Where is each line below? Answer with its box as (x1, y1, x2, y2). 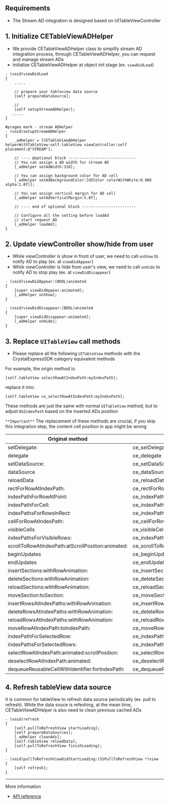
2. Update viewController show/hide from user (5, 240, 154, 249)
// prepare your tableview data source (14, 89, 98, 94)
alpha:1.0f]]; (5, 182, 35, 187)
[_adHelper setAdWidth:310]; (14, 164, 75, 169)
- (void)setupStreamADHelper (5, 129, 66, 134)
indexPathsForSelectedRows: (8, 641, 77, 648)
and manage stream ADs (12, 56, 64, 62)
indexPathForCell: (8, 501, 50, 508)
